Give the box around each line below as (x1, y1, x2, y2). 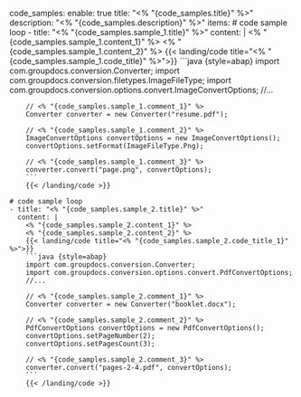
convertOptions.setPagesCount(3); (25, 339, 155, 348)
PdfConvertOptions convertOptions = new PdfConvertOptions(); (25, 324, 265, 333)
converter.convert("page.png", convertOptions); (25, 165, 212, 175)
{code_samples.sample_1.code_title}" (9, 56, 147, 66)
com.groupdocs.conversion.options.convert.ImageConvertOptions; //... (9, 85, 274, 95)
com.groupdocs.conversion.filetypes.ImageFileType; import (9, 75, 232, 85)
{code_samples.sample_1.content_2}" (9, 46, 148, 57)
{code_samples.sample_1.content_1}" (9, 36, 146, 47)
